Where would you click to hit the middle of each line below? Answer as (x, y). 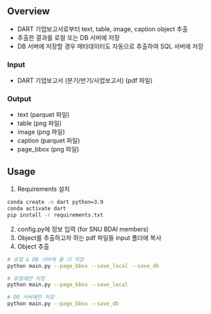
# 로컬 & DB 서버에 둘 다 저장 (46, 259)
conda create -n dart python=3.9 (55, 202)
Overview (29, 11)
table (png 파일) (39, 123)
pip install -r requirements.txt (55, 215)
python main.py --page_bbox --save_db (63, 304)
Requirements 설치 (44, 189)
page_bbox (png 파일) (48, 149)
